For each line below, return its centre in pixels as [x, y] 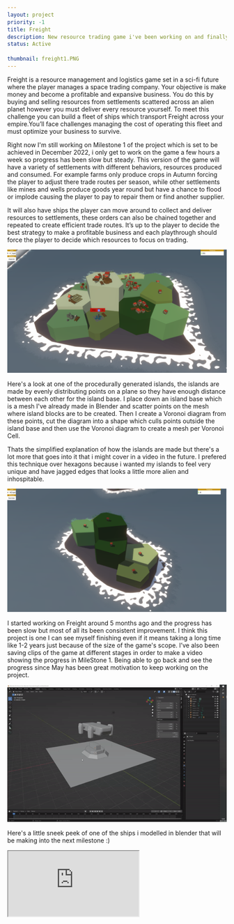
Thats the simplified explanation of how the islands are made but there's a [113, 449]
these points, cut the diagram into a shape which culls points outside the [111, 421]
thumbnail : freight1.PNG [43, 59]
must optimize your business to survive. [64, 131]
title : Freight [29, 29]
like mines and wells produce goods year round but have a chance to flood [114, 189]
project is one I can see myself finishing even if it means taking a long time [114, 638]
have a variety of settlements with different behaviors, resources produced [115, 167]
